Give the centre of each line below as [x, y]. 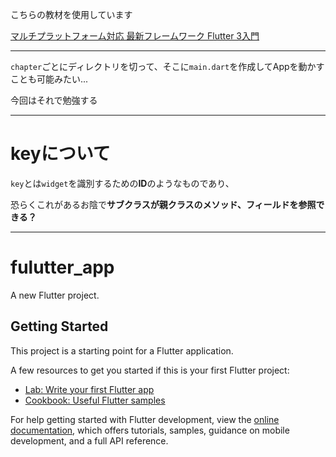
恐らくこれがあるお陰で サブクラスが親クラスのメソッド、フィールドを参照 [163, 204]
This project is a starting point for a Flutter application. [122, 350]
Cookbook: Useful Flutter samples [95, 400]
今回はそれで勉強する [54, 100]
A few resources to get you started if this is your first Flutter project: [150, 370]
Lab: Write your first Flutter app [89, 389]
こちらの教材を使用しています [71, 14]
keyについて [60, 154]
